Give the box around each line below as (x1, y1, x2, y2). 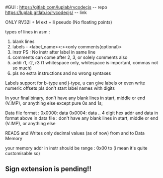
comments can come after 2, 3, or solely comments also (12, 54, 128, 60)
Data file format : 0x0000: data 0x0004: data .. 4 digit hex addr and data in (5, 110, 158, 116)
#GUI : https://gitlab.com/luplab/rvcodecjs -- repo (5, 4, 108, 10)
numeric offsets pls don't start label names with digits (5, 85, 115, 91)
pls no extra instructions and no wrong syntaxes (12, 70, 111, 76)
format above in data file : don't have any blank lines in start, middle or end (5, 115, 159, 121)
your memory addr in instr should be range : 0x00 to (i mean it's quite (5, 145, 148, 151)
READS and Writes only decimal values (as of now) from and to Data (5, 130, 145, 136)
